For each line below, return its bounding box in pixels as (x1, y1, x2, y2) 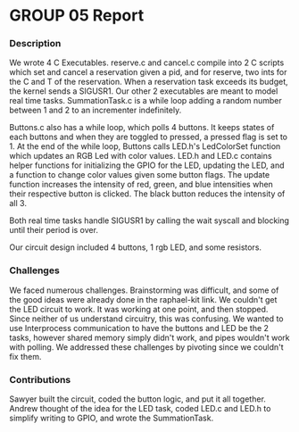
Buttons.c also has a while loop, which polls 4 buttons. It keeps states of (9, 122, 275, 133)
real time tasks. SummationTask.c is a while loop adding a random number (9, 96, 283, 106)
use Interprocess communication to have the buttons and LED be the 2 (9, 322, 270, 333)
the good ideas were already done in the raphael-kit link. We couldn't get (9, 294, 278, 304)
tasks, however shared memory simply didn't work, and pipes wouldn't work (9, 332, 290, 343)
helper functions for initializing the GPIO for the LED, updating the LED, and (9, 160, 285, 170)
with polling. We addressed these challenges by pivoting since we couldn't (9, 341, 284, 353)
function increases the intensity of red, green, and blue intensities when (9, 179, 274, 190)
